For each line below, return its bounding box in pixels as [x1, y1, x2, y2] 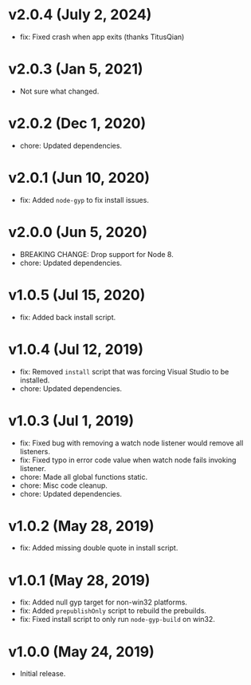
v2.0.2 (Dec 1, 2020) [8, 114, 146, 133]
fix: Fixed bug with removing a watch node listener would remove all [19, 438, 244, 448]
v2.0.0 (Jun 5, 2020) [8, 223, 147, 241]
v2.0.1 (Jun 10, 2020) [8, 169, 150, 187]
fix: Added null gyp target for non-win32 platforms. [19, 597, 187, 608]
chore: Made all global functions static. [19, 472, 148, 481]
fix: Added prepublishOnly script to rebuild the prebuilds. [19, 606, 207, 616]
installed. [19, 375, 50, 385]
